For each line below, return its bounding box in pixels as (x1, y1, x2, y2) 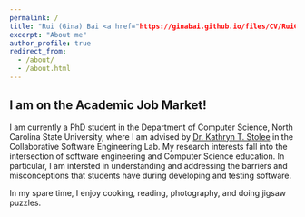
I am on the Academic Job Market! (9, 97, 207, 113)
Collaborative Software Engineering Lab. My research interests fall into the (9, 141, 288, 152)
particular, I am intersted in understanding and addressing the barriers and (9, 160, 288, 171)
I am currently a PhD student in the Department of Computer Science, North (9, 122, 293, 133)
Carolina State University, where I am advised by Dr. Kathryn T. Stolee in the (9, 131, 293, 142)
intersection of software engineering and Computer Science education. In (9, 151, 285, 162)
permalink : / (9, 13, 59, 23)
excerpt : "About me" (9, 30, 88, 39)
